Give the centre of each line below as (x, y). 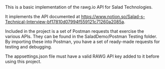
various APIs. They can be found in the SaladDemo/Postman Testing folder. (81, 36)
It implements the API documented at (42, 16)
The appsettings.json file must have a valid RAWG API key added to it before (82, 56)
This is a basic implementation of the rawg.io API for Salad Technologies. (79, 7)
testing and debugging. (29, 47)
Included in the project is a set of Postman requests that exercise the (75, 31)
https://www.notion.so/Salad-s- (113, 16)
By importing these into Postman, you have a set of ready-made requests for (82, 42)
